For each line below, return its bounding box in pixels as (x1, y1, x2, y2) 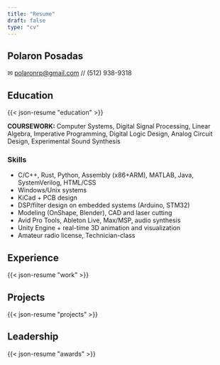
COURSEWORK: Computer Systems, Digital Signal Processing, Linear (7, 122, 211, 130)
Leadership (7, 331, 59, 343)
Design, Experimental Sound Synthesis (7, 137, 121, 146)
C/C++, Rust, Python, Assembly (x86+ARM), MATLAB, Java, (17, 171, 194, 180)
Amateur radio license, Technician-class (17, 231, 136, 240)
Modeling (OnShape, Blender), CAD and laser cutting (17, 209, 172, 217)
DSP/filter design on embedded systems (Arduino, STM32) (17, 201, 190, 209)
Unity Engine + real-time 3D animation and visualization (17, 224, 181, 232)
